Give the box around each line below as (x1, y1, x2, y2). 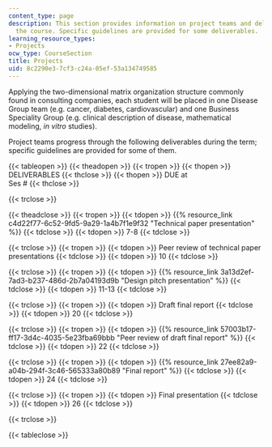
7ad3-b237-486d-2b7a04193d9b (8, 275, 120, 285)
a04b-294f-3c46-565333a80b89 (8, 365, 121, 375)
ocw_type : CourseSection (8, 49, 92, 57)
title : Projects (8, 57, 63, 66)
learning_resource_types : (8, 34, 96, 43)
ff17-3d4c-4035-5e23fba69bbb (8, 333, 116, 343)
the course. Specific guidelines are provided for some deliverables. (15, 27, 259, 35)
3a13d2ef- (219, 266, 255, 276)
